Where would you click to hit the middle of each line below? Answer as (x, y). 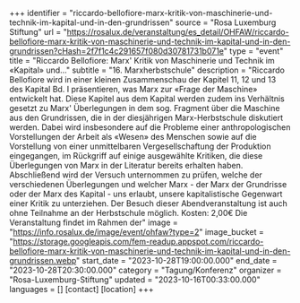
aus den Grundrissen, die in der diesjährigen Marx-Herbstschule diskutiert (146, 117)
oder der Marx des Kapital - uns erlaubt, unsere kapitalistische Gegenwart (146, 194)
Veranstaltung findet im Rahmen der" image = (94, 222)
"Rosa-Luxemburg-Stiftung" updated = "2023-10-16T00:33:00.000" (135, 280)
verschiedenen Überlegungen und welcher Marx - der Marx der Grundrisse (148, 184)
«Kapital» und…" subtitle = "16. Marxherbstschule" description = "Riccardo (147, 70)
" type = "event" (253, 51)
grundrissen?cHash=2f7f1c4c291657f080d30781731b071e (116, 51)
